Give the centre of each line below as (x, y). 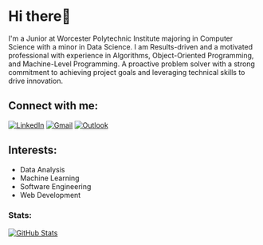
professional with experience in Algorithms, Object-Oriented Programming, (131, 55)
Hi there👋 (40, 16)
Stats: (20, 215)
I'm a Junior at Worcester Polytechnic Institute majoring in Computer (121, 38)
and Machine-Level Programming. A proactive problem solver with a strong (131, 64)
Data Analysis (42, 169)
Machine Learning (49, 178)
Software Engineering (55, 186)
